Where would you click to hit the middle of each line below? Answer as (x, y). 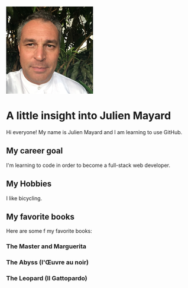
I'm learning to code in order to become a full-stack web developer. (88, 165)
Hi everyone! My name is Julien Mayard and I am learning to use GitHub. (94, 132)
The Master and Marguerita (46, 246)
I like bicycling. (24, 198)
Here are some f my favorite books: (49, 231)
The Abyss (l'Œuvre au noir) (48, 262)
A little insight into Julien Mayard (89, 116)
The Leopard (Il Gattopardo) (47, 278)
